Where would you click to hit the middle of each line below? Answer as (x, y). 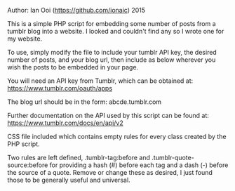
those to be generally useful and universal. (69, 180)
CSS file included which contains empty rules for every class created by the (117, 137)
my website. (25, 39)
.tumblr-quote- (173, 158)
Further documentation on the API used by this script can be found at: (108, 116)
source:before (28, 165)
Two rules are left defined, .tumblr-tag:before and (79, 158)
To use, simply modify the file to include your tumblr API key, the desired (112, 52)
